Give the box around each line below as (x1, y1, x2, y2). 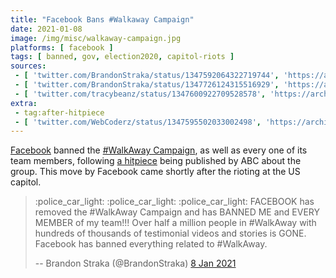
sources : (10, 61, 47, 71)
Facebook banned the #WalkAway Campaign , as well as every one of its (10, 144, 308, 156)
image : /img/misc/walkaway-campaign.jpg (10, 33, 182, 43)
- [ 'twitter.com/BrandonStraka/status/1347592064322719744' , (14, 71, 280, 81)
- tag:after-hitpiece (14, 107, 105, 118)
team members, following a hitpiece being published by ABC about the (10, 155, 302, 167)
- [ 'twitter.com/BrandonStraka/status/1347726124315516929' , (14, 80, 280, 90)
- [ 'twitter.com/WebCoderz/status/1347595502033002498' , (14, 117, 262, 127)
